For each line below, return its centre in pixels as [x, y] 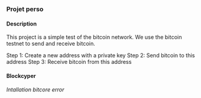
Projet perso [25, 9]
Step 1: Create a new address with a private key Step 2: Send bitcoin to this [101, 55]
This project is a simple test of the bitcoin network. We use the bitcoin [94, 37]
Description [22, 24]
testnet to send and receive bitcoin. [51, 44]
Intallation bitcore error [35, 89]
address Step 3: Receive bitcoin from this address [69, 62]
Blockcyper [21, 75]
